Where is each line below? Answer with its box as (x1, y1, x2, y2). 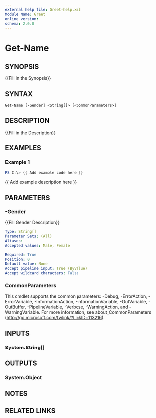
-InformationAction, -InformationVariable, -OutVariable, (34, 299, 148, 305)
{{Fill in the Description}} (5, 130, 56, 136)
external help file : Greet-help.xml (5, 7, 81, 12)
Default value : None (5, 261, 48, 266)
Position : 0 (5, 257, 30, 262)
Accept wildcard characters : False (5, 271, 79, 276)
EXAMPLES (5, 144, 41, 152)
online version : (5, 16, 39, 21)
